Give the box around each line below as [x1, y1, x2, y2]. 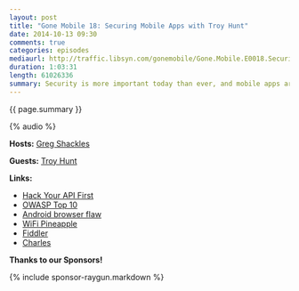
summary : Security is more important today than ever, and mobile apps [9, 79, 280, 88]
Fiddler [21, 228, 49, 238]
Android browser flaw [21, 208, 102, 219]
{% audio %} [9, 121, 56, 132]
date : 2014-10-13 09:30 [9, 29, 98, 38]
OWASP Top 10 [21, 199, 78, 210]
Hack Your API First [21, 190, 94, 200]
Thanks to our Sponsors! [9, 255, 103, 265]
